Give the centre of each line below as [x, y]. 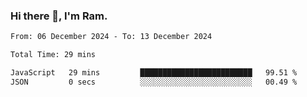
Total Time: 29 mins [53, 55]
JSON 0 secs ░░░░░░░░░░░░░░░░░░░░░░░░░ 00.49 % [154, 82]
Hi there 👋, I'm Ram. [59, 16]
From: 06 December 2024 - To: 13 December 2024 [111, 37]
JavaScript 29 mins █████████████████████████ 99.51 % [154, 73]
